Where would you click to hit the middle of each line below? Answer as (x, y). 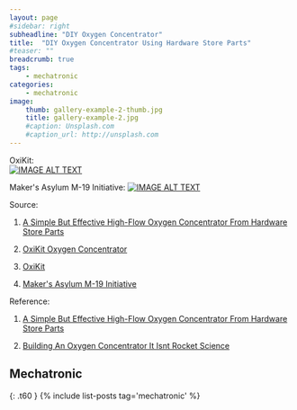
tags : (19, 68)
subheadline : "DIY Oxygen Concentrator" (86, 34)
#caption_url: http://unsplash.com (92, 135)
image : (22, 101)
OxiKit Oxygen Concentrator (75, 249)
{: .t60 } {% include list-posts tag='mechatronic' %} (105, 396)
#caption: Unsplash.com (70, 127)
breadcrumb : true (42, 59)
